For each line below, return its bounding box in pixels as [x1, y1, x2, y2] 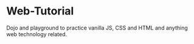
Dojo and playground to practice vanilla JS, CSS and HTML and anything [6, 24, 189, 31]
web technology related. [6, 30, 68, 37]
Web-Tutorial [6, 4, 74, 18]
